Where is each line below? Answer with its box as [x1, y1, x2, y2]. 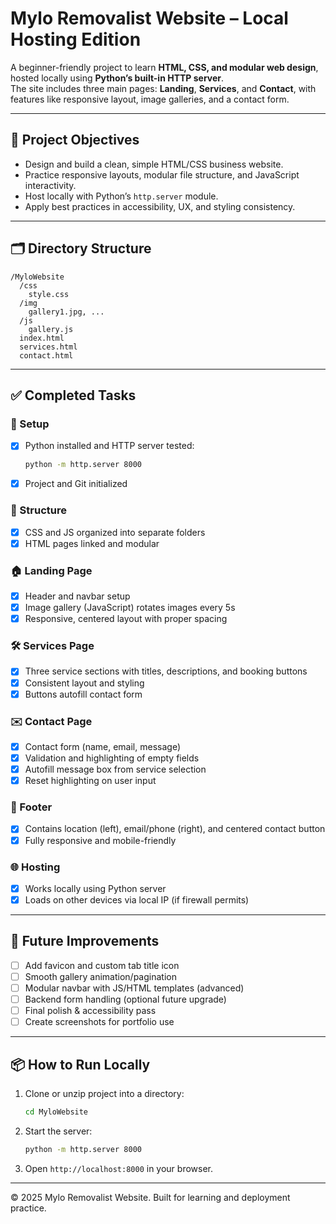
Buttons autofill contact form [24, 688, 143, 700]
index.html [19, 333, 65, 343]
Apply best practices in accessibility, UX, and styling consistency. [24, 200, 296, 212]
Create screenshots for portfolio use [24, 1016, 175, 1028]
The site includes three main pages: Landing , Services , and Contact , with [10, 82, 317, 94]
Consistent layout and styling [24, 677, 145, 689]
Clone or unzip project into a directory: [24, 1088, 185, 1100]
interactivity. [24, 179, 77, 191]
